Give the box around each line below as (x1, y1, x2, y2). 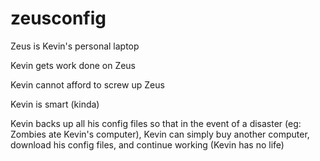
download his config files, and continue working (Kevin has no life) (10, 138, 285, 151)
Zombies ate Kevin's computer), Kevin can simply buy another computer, (10, 128, 310, 140)
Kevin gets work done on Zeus (10, 59, 137, 71)
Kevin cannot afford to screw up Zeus (10, 78, 165, 91)
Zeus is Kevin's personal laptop (10, 40, 140, 52)
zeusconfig (10, 7, 107, 30)
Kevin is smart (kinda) (10, 98, 100, 110)
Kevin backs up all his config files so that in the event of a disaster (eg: (10, 117, 302, 129)
